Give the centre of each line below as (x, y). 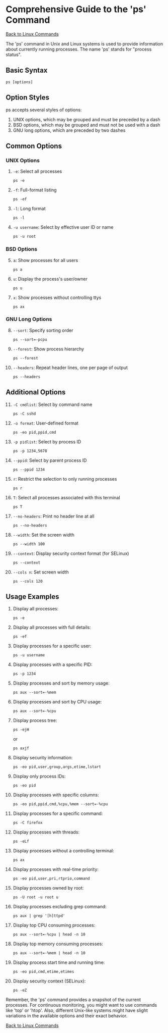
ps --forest (25, 358)
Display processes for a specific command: (58, 813)
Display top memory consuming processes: (58, 944)
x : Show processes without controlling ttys (57, 297)
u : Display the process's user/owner (50, 279)
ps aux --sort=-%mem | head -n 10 (49, 953)
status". (14, 55)
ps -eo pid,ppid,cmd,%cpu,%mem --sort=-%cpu (60, 804)
